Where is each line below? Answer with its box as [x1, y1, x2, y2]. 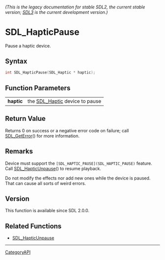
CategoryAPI [5, 249, 31, 255]
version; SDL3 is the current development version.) [5, 9, 108, 15]
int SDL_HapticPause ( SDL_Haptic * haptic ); [5, 70, 96, 75]
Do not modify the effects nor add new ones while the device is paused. [5, 175, 151, 181]
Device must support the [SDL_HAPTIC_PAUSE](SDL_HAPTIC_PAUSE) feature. [5, 160, 152, 166]
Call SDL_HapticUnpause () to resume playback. [5, 165, 102, 171]
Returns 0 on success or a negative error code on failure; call [5, 127, 129, 133]
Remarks [5, 147, 33, 155]
